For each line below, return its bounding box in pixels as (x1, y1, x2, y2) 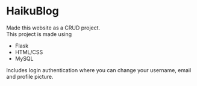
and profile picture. (6, 73, 54, 80)
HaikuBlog (6, 4, 59, 18)
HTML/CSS (14, 48, 43, 55)
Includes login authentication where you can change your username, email (6, 66, 192, 73)
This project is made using (6, 30, 72, 37)
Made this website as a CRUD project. (6, 24, 101, 31)
